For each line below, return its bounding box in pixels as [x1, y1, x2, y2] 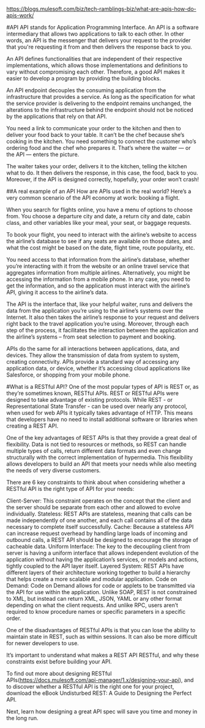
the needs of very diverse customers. [6, 467, 101, 474]
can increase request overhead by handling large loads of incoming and [6, 530, 188, 537]
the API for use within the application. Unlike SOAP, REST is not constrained [6, 589, 197, 595]
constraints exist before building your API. [6, 658, 112, 665]
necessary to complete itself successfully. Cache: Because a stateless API [6, 523, 194, 530]
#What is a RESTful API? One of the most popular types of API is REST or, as [6, 383, 199, 390]
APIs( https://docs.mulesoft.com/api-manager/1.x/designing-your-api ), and [6, 676, 194, 684]
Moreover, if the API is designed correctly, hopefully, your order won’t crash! [6, 176, 199, 183]
